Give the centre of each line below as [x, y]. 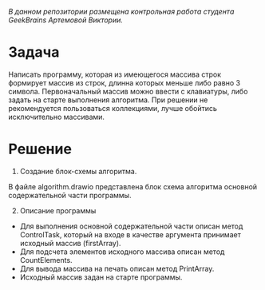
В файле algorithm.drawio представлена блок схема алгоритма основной [133, 186]
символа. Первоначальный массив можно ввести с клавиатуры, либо [128, 91]
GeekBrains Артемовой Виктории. [66, 20]
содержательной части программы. [70, 195]
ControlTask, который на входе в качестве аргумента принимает [130, 234]
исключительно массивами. [57, 117]
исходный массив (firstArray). [70, 243]
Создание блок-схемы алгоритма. [78, 171]
